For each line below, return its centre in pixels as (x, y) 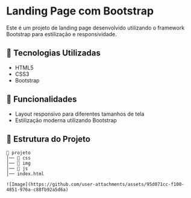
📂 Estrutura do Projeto (48, 139)
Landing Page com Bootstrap (80, 11)
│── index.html (25, 174)
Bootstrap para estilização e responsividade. (62, 34)
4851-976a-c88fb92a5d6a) (37, 190)
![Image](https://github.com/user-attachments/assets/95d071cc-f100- (95, 185)
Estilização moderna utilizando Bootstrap (66, 120)
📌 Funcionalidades (42, 100)
